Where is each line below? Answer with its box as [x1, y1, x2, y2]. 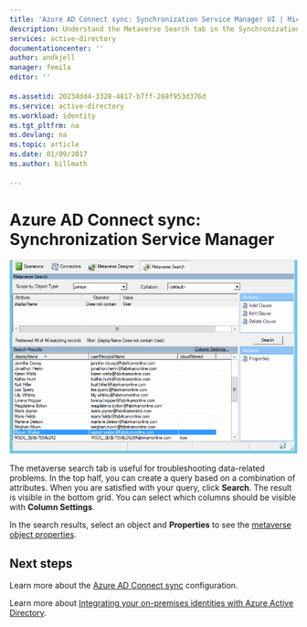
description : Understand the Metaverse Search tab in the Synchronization [9, 24, 301, 34]
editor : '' [9, 73, 51, 82]
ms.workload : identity [9, 111, 96, 121]
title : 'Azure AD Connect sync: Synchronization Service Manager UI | [9, 15, 284, 24]
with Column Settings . [9, 502, 95, 513]
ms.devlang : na [9, 131, 68, 140]
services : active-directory [9, 34, 117, 43]
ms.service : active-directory [9, 101, 125, 111]
